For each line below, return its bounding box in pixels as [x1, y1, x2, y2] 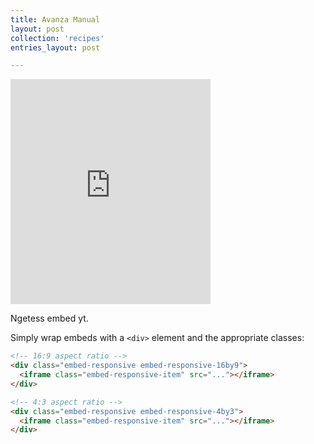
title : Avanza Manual [10, 14, 101, 25]
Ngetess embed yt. [10, 312, 89, 325]
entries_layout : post [10, 42, 101, 53]
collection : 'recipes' [10, 33, 105, 43]
